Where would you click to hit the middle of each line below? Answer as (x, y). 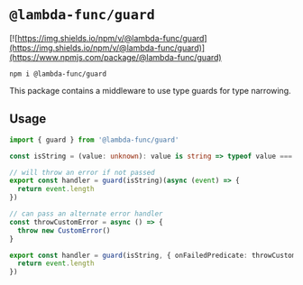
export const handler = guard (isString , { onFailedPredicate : (129, 255)
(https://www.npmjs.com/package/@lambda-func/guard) (116, 57)
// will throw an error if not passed (82, 172)
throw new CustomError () (64, 230)
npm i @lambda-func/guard (58, 74)
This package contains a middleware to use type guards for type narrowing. (150, 90)
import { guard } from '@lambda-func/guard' (94, 140)
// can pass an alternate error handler (87, 214)
